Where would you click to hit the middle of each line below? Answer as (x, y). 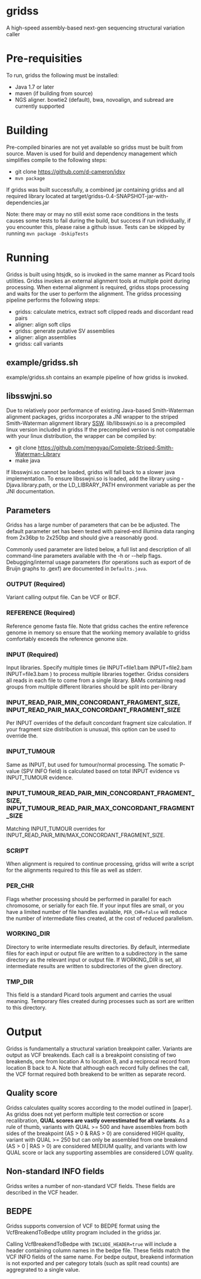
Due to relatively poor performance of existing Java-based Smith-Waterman (100, 410)
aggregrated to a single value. (43, 1269)
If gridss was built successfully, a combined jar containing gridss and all (95, 189)
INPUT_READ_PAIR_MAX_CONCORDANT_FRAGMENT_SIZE (94, 710)
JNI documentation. (31, 492)
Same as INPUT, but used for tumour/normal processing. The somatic (92, 765)
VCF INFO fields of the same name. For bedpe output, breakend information (100, 1257)
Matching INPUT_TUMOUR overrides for (56, 828)
